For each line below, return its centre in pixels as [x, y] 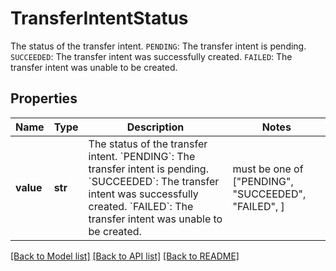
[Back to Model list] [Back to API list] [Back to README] [125, 256]
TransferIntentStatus [99, 18]
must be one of [268, 169]
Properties [44, 98]
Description [155, 127]
